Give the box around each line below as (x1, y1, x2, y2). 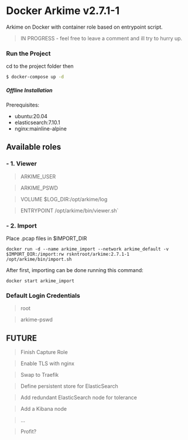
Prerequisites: (6, 101, 40, 109)
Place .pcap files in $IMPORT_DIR (6, 235, 87, 242)
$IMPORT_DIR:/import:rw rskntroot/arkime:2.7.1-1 (6, 252, 130, 257)
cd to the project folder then (6, 63, 74, 70)
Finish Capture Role (20, 349, 69, 356)
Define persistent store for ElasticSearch (20, 383, 118, 390)
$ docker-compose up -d (6, 74, 64, 80)
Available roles (6, 142, 61, 152)
